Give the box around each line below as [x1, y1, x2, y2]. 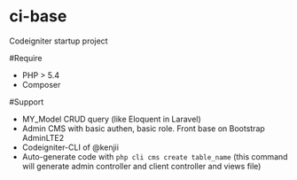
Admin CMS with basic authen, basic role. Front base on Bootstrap [21, 122, 266, 134]
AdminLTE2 [21, 132, 65, 143]
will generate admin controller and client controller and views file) [21, 160, 262, 171]
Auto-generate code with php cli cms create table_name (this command [21, 151, 288, 161]
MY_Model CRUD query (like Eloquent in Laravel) [21, 113, 201, 124]
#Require [9, 52, 43, 63]
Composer [21, 79, 61, 90]
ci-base [9, 6, 67, 27]
